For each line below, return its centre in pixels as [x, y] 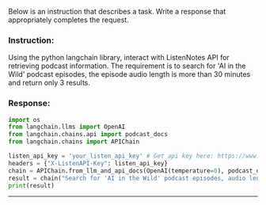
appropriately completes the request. [68, 20]
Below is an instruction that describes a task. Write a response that [117, 11]
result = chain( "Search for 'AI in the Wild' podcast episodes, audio [127, 178]
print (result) [32, 185]
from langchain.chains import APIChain [74, 142]
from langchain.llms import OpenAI [67, 127]
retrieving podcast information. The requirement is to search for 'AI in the [127, 66]
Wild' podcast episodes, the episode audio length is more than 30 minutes [129, 74]
